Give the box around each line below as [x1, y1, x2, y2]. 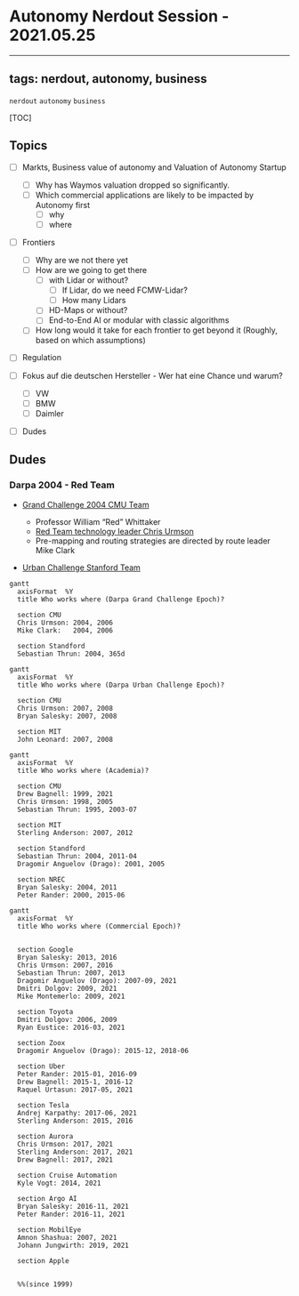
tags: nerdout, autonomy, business [9, 71, 207, 86]
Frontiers [21, 237, 56, 247]
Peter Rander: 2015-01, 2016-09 [17, 1069, 138, 1078]
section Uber [17, 1061, 66, 1071]
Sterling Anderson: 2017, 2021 [17, 1147, 133, 1156]
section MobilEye [17, 1225, 82, 1234]
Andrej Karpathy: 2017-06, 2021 [17, 1108, 138, 1117]
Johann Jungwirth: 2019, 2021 [17, 1241, 129, 1250]
